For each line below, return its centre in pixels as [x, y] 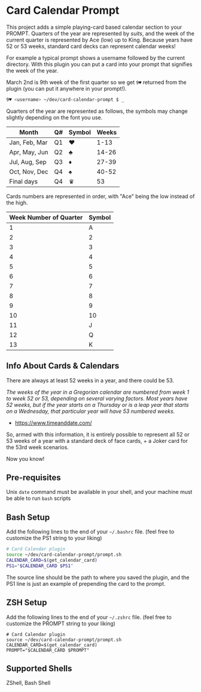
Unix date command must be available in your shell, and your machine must [99, 492]
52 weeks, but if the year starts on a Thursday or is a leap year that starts [98, 405]
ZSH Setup [27, 603]
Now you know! [25, 459]
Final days [23, 181]
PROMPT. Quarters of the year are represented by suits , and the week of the [100, 33]
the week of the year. [32, 70]
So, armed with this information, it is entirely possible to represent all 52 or [98, 434]
